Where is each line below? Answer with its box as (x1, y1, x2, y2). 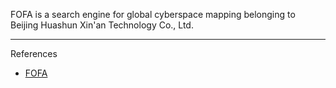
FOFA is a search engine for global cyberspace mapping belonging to (10, 9, 296, 20)
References (10, 48, 58, 59)
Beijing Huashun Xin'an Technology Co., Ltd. (10, 19, 194, 31)
